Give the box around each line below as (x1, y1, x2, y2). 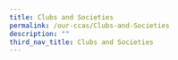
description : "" (9, 29, 70, 38)
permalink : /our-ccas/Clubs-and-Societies (9, 21, 170, 30)
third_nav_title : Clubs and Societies (9, 37, 154, 47)
